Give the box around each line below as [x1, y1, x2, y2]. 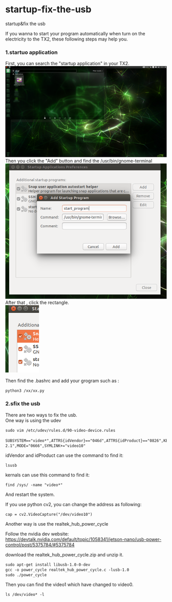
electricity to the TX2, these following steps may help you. [5, 36, 128, 42]
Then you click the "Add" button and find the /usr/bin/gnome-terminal [5, 157, 153, 164]
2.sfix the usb [5, 400, 40, 407]
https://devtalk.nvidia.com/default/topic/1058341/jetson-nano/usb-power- [5, 536, 162, 542]
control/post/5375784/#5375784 [5, 541, 75, 548]
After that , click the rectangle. [5, 299, 69, 306]
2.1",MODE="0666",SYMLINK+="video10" [5, 443, 86, 448]
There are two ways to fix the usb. [5, 412, 78, 418]
